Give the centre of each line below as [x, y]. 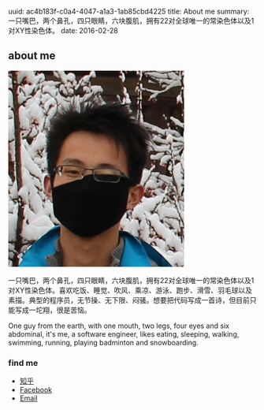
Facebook [36, 390]
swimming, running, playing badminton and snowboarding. [103, 342]
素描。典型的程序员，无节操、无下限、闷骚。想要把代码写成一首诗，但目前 [129, 300]
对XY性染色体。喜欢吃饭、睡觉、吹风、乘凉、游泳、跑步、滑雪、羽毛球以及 [130, 290]
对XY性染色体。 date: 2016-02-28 [63, 30]
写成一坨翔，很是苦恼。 [53, 310]
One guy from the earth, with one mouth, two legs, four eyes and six [119, 326]
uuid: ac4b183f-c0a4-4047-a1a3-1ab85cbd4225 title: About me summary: [129, 11]
